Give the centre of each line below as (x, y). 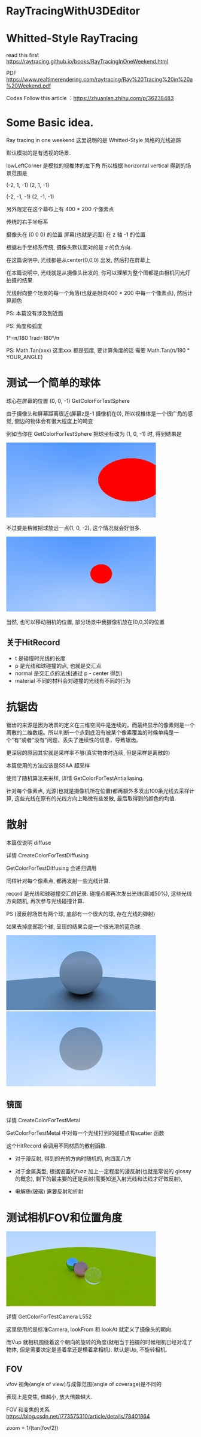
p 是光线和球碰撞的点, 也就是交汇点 (58, 665)
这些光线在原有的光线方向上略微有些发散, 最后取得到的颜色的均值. (95, 798)
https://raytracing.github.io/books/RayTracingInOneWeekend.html (87, 62)
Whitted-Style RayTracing (72, 39)
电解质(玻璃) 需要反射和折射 (49, 1191)
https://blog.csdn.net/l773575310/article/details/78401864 (78, 1417)
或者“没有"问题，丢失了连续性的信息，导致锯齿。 (81, 740)
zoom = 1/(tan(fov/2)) (32, 1428)
